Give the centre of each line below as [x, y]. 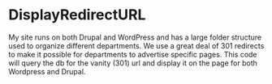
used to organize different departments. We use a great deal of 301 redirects [136, 45]
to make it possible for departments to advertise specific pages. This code [133, 54]
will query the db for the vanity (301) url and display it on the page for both [133, 63]
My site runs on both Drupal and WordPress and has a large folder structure [135, 37]
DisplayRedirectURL [77, 15]
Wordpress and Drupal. [47, 71]
